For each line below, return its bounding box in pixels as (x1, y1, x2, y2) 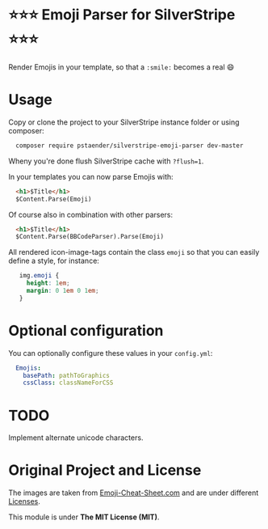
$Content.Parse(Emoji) (15, 195, 92, 203)
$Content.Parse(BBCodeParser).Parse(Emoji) (15, 233, 164, 241)
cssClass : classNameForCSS (23, 379, 114, 387)
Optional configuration (8, 321, 164, 340)
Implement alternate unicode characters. (8, 433, 144, 442)
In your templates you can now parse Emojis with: (8, 171, 174, 181)
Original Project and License (8, 461, 202, 480)
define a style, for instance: (8, 256, 99, 266)
